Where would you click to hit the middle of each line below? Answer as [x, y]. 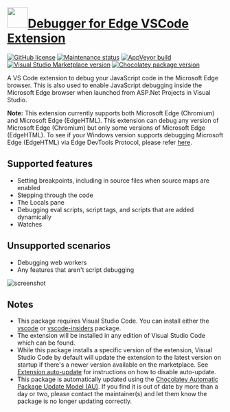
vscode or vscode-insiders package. [69, 328]
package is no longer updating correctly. [74, 401]
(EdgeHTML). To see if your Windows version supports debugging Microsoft [115, 135]
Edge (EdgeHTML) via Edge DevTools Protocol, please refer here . [100, 142]
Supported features [50, 164]
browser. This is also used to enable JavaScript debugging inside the [105, 85]
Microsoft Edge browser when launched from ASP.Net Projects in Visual [109, 92]
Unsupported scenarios [59, 246]
